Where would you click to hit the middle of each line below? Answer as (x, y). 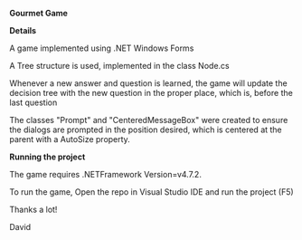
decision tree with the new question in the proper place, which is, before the (151, 93)
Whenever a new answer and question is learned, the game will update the (148, 83)
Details (23, 30)
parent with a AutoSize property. (70, 139)
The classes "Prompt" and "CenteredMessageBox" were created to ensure (149, 120)
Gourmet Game (38, 13)
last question (33, 102)
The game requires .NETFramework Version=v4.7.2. (105, 174)
